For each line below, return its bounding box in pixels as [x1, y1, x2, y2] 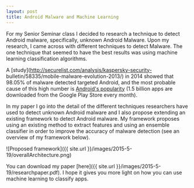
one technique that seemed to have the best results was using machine [6, 49, 178, 56]
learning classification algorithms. [6, 55, 88, 62]
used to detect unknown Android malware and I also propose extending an [6, 109, 186, 116]
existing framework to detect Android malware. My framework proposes [6, 115, 180, 122]
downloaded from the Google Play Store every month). [6, 91, 138, 98]
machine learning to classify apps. [6, 175, 89, 182]
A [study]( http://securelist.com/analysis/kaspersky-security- [6, 66, 152, 73]
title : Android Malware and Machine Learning [6, 14, 119, 20]
